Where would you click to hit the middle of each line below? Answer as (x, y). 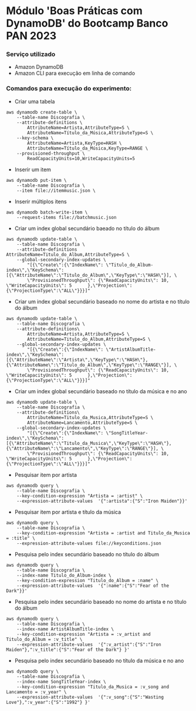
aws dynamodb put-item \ (36, 180)
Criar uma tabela (35, 101)
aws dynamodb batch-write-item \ (47, 212)
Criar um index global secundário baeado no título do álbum (87, 228)
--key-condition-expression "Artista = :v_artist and (84, 634)
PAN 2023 (31, 36)
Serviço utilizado (31, 54)
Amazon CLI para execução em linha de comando (75, 73)
